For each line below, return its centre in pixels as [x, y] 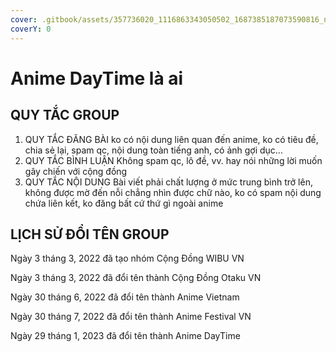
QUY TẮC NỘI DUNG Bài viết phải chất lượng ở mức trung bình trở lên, [168, 182]
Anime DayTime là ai [97, 78]
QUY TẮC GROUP [65, 115]
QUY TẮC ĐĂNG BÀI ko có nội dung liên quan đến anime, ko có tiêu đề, [171, 139]
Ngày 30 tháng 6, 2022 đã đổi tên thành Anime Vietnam [125, 297]
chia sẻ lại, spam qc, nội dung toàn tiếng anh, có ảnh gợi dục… [153, 150]
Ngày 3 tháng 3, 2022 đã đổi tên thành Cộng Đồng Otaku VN [136, 278]
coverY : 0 [31, 29]
